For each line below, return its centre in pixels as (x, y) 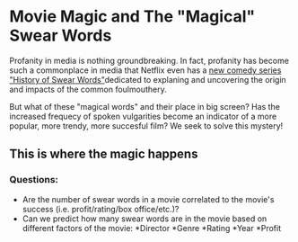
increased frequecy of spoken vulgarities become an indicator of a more (143, 116)
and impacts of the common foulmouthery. (88, 89)
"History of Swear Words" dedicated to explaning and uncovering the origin (148, 79)
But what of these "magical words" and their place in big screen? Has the (145, 106)
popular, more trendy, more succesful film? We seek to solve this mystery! (146, 125)
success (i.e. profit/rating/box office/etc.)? (101, 209)
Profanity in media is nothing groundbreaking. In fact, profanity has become (149, 60)
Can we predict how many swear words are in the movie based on (145, 219)
